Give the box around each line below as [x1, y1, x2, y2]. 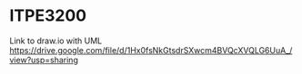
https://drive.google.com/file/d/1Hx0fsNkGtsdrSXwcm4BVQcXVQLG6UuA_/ [9, 44, 293, 55]
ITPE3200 [9, 5, 87, 26]
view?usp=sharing [9, 54, 79, 65]
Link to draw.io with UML [9, 35, 103, 46]
